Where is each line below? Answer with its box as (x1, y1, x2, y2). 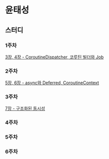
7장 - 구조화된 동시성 (5, 106, 45, 111)
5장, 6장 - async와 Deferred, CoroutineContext (5, 80, 100, 86)
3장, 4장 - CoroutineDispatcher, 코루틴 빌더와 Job (5, 54, 104, 60)
